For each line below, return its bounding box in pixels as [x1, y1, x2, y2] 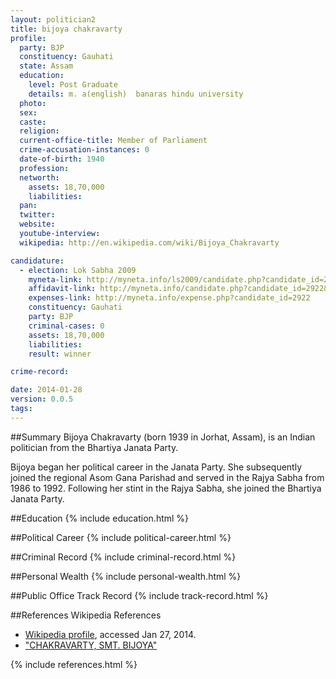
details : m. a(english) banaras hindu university [28, 89, 244, 99]
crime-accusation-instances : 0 [19, 145, 150, 155]
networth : [19, 172, 60, 183]
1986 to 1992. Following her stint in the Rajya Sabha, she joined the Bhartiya [10, 482, 322, 494]
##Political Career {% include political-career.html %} [10, 531, 232, 543]
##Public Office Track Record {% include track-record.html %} [10, 589, 269, 601]
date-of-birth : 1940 [19, 154, 105, 164]
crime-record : [10, 367, 70, 377]
